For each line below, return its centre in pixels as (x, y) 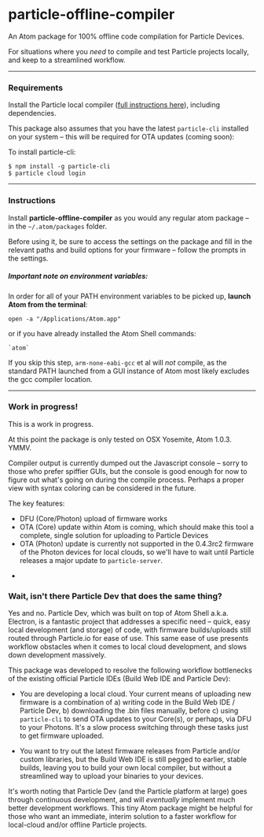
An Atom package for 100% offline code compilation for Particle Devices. (126, 36)
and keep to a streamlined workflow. (67, 60)
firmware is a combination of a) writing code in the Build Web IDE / (127, 702)
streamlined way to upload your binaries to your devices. (112, 776)
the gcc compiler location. (50, 379)
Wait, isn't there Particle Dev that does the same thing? (115, 596)
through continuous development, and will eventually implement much (122, 800)
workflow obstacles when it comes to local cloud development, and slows (128, 646)
